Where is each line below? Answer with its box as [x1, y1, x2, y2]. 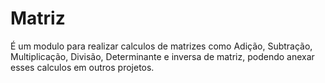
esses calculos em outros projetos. [10, 61, 155, 73]
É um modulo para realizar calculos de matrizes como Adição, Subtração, [10, 40, 313, 52]
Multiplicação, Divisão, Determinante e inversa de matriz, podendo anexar [10, 50, 315, 62]
